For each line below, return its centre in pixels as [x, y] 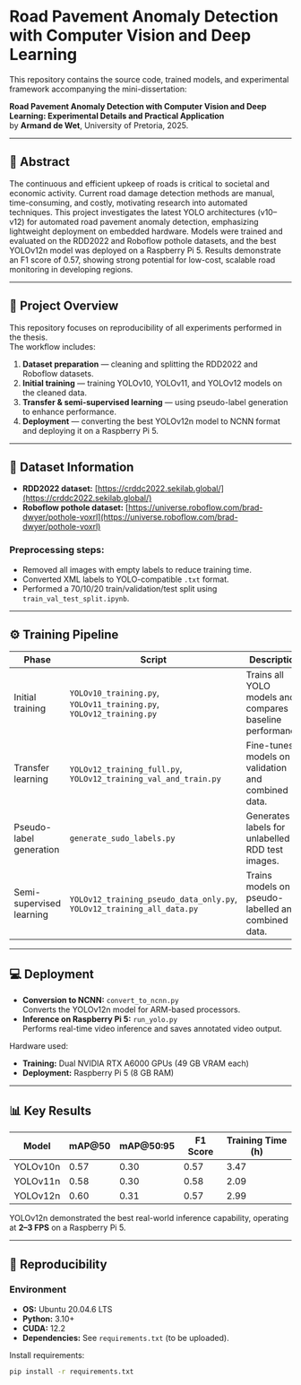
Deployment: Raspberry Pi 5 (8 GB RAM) [98, 1073]
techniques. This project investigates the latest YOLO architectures [133, 212]
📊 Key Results [51, 1110]
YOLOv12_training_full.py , [126, 769]
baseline [264, 720]
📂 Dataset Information [72, 467]
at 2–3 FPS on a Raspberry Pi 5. [68, 1228]
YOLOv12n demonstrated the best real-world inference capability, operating [149, 1218]
